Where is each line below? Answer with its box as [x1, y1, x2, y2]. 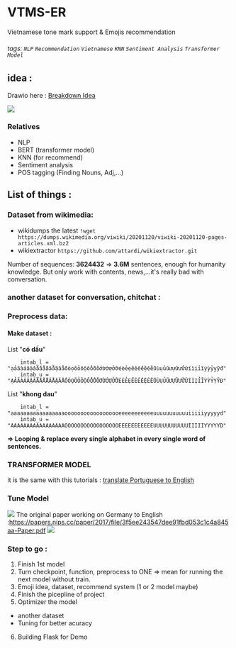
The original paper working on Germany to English [16, 510, 163, 519]
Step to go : [7, 544, 47, 554]
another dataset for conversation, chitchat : [7, 292, 161, 302]
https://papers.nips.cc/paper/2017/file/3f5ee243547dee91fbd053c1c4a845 [9, 518, 229, 527]
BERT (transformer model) [17, 145, 95, 154]
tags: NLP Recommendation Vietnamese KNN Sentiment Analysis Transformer [7, 44, 220, 52]
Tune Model [7, 493, 50, 503]
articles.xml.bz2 [17, 240, 69, 247]
